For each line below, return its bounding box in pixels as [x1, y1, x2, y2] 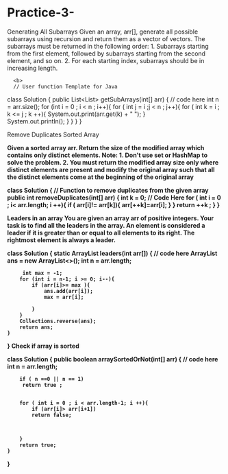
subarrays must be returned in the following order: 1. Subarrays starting [7, 42, 209, 50]
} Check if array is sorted [7, 342, 80, 350]
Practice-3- [7, 5, 75, 21]
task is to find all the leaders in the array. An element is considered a [7, 221, 205, 229]
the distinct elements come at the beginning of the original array [7, 173, 194, 181]
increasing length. [7, 64, 58, 72]
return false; [31, 412, 72, 418]
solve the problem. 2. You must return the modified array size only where [7, 158, 219, 166]
